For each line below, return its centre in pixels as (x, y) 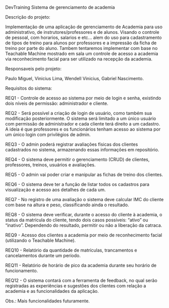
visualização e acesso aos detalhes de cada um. (55, 190)
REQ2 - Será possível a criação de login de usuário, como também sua (79, 113)
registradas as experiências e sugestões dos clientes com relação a (76, 286)
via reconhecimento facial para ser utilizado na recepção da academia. (79, 59)
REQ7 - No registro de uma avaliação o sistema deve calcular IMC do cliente (84, 199)
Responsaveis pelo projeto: (34, 69)
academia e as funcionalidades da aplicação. (52, 291)
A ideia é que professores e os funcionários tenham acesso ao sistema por (83, 129)
